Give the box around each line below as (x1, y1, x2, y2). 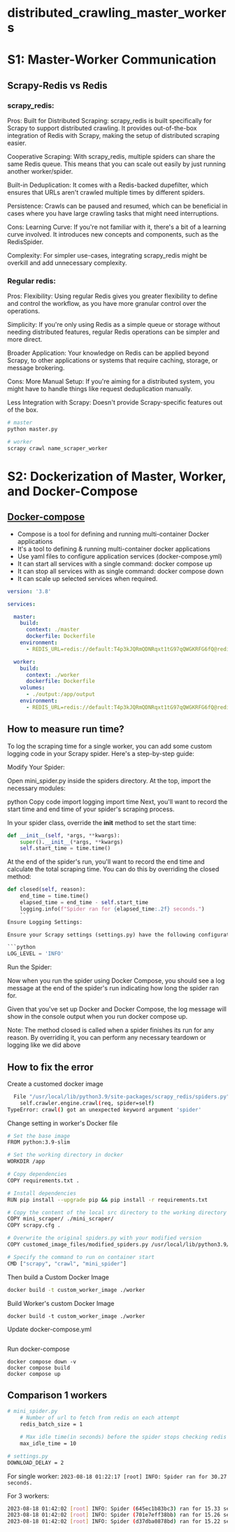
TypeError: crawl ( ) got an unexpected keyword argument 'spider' (7, 1106, 201, 1113)
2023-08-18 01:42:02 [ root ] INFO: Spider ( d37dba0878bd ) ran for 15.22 (7, 1518, 220, 1525)
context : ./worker (25, 671, 80, 678)
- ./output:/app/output (25, 691, 96, 698)
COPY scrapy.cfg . (7, 1222, 61, 1229)
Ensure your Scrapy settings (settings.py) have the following (7, 931, 196, 939)
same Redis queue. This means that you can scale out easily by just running (7, 160, 226, 169)
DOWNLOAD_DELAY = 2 (7, 1459, 64, 1466)
